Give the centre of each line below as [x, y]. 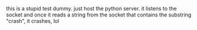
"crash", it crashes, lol [33, 21]
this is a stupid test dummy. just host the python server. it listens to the [91, 9]
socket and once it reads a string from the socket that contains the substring [99, 15]
